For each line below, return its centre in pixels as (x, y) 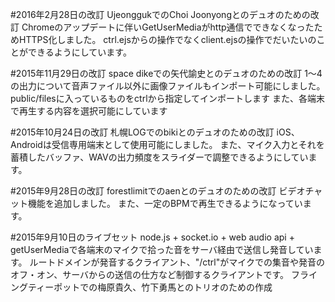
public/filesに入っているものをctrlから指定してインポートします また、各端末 (168, 98)
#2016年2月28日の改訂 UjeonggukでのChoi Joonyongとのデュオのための (160, 14)
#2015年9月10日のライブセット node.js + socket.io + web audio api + (152, 237)
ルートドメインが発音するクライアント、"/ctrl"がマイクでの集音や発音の (177, 262)
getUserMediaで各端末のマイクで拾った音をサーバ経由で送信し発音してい (162, 249)
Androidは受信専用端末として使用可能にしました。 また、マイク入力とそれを (167, 144)
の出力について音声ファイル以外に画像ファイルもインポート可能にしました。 (168, 86)
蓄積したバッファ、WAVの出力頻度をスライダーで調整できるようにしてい (159, 157)
